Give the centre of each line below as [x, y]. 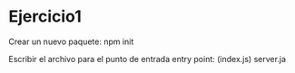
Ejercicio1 [45, 17]
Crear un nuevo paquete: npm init [71, 41]
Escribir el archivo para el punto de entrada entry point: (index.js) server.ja [147, 59]
